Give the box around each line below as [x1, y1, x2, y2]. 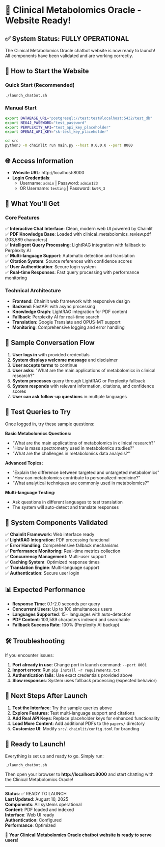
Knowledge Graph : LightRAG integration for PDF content [12, 309, 128, 314]
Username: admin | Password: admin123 [19, 180, 98, 186]
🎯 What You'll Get [5, 199, 60, 208]
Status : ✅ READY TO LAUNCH [5, 791, 67, 797]
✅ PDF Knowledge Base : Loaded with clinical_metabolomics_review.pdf [5, 231, 151, 237]
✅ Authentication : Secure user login [5, 570, 80, 576]
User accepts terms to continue [12, 362, 78, 368]
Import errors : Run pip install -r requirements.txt [12, 667, 120, 673]
